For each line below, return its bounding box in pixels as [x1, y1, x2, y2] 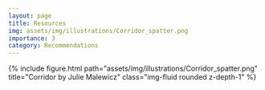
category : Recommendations [8, 42, 99, 50]
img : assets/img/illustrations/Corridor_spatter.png [8, 27, 189, 35]
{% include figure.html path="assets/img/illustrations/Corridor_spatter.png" [8, 63, 259, 73]
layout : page [8, 11, 52, 20]
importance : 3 [8, 34, 56, 43]
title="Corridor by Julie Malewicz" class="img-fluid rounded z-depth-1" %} [8, 72, 257, 82]
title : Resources [8, 19, 67, 27]
